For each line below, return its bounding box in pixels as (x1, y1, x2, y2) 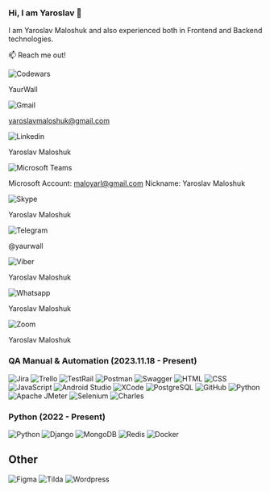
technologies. (8, 34, 54, 44)
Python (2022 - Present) (8, 411, 106, 423)
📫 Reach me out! (8, 50, 66, 60)
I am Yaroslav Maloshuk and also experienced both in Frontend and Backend (8, 26, 263, 36)
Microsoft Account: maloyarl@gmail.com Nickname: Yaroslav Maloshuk (8, 179, 246, 188)
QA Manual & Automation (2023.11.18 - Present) (8, 355, 197, 367)
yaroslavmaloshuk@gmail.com (8, 116, 110, 126)
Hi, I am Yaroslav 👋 (8, 7, 82, 19)
